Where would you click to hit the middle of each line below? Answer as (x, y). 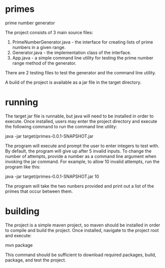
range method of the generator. (44, 63)
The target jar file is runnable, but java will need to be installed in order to (80, 116)
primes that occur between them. (39, 191)
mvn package (19, 245)
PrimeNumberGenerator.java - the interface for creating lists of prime (82, 42)
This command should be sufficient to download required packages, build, (81, 255)
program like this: (23, 166)
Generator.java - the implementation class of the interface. (72, 53)
